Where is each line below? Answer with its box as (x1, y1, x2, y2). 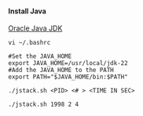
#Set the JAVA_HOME (8, 53, 72, 60)
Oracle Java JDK (8, 24, 63, 33)
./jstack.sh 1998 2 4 (8, 100, 79, 109)
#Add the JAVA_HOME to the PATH (8, 67, 114, 74)
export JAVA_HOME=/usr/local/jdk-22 (8, 60, 128, 67)
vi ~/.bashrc (8, 39, 51, 47)
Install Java (8, 6, 47, 16)
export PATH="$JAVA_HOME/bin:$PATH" (8, 73, 128, 82)
